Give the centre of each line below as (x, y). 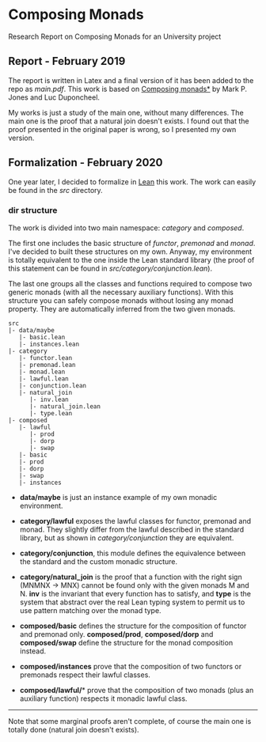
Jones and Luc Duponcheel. (54, 97)
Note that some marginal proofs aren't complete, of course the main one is (130, 721)
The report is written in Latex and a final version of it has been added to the (131, 80)
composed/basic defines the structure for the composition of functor (133, 626)
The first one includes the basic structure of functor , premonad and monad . (132, 243)
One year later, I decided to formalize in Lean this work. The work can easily (132, 182)
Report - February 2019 (67, 61)
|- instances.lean (49, 344)
